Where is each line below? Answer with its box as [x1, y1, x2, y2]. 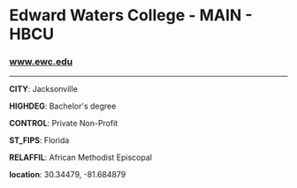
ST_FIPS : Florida [9, 135, 70, 146]
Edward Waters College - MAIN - [9, 5, 254, 26]
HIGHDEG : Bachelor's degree [9, 101, 117, 111]
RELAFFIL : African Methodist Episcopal [9, 152, 153, 163]
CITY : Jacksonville [9, 84, 78, 94]
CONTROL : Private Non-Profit [9, 118, 118, 129]
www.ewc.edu [9, 56, 73, 68]
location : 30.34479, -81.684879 [9, 169, 126, 180]
